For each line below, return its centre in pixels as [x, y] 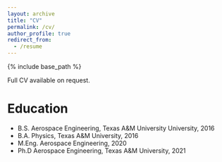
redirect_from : [30, 40]
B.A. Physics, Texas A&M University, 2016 [78, 135]
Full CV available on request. [49, 80]
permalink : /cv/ [31, 27]
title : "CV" [25, 20]
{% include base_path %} [44, 67]
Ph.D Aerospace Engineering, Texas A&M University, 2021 [101, 150]
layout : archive [31, 14]
